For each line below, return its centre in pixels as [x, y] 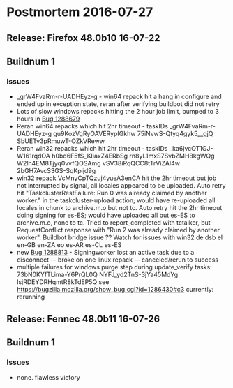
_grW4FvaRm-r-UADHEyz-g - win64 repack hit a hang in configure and [119, 97]
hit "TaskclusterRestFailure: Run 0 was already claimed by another [112, 193]
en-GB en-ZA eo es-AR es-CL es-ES [69, 245]
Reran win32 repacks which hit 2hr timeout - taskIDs [92, 149]
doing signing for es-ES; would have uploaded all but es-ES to [106, 215]
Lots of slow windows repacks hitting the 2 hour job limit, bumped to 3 [118, 112]
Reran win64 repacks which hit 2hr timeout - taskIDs [92, 126]
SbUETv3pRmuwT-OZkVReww [61, 141]
